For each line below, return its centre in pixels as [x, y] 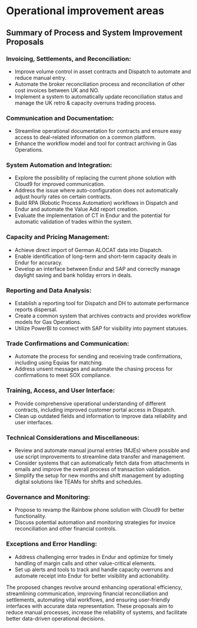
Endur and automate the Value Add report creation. [76, 209]
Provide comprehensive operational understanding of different [90, 403]
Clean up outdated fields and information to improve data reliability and [101, 416]
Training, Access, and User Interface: [61, 391]
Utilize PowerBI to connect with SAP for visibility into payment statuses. [101, 328]
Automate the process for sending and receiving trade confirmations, [98, 356]
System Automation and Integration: [59, 165]
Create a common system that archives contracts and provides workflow [103, 316]
